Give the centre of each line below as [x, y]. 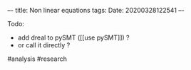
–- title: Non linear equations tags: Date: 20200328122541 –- [96, 10]
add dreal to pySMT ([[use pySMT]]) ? [73, 37]
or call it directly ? [44, 45]
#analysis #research [37, 59]
